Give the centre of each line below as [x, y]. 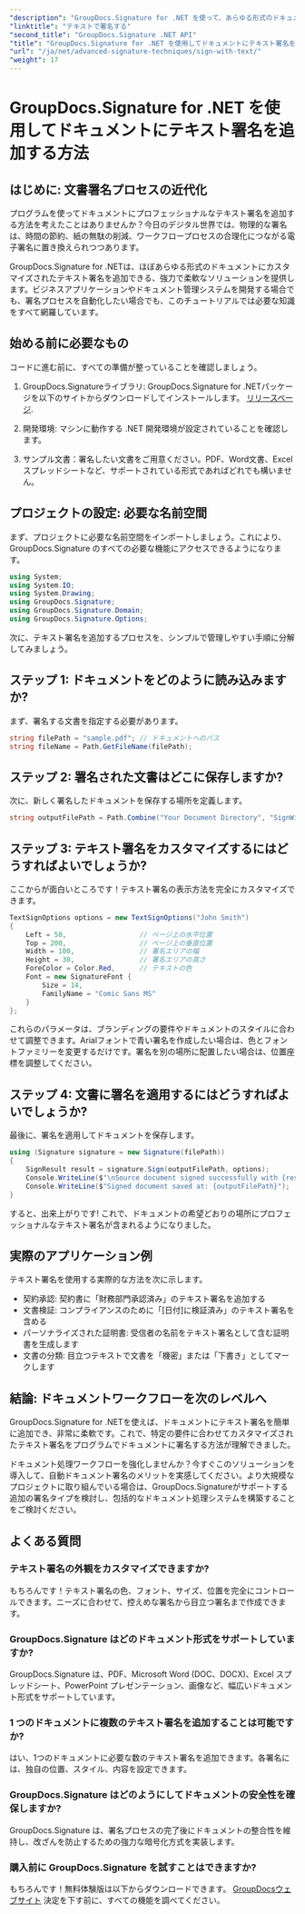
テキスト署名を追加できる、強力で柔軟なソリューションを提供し [176, 278]
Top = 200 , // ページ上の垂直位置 [119, 943]
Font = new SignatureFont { [79, 977]
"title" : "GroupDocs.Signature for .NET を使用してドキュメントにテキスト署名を [153, 43]
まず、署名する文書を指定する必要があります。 [96, 721]
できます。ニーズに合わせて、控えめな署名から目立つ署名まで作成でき [148, 1601]
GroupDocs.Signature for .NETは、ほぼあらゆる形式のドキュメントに [138, 266]
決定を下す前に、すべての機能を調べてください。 [134, 1900]
